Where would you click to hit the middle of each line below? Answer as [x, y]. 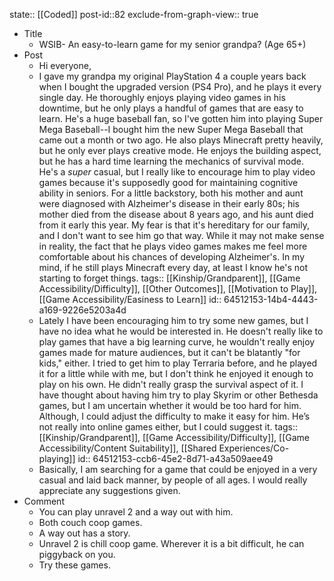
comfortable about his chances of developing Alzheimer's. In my [172, 257]
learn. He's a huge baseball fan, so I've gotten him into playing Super [181, 118]
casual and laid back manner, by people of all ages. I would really [173, 480]
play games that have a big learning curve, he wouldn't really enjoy [177, 342]
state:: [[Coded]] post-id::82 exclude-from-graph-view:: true [134, 14]
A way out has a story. [84, 533]
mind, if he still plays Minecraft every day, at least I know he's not [173, 267]
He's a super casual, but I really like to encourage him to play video [177, 172]
